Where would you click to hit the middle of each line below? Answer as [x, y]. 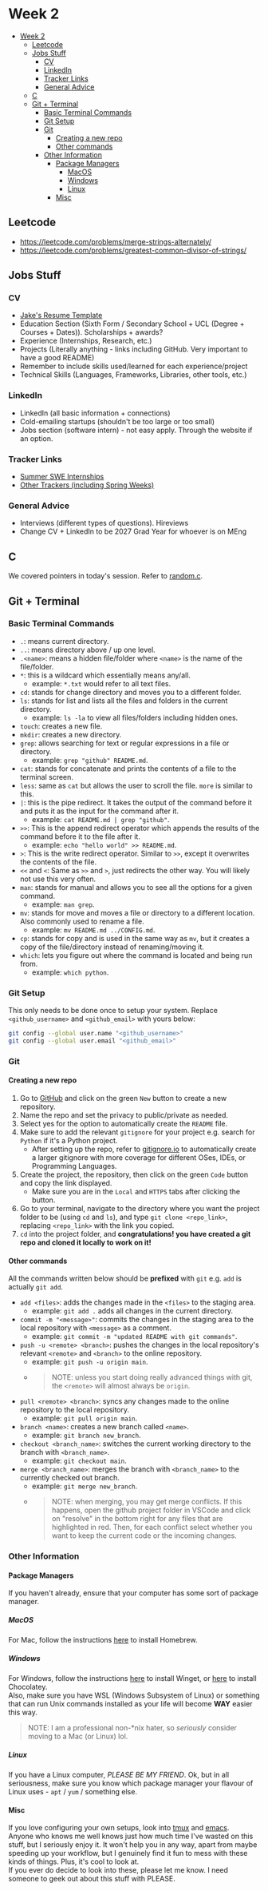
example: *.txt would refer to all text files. [101, 683]
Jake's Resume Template [61, 316]
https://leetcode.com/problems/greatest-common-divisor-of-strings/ [133, 250]
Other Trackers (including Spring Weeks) [87, 485]
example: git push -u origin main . [90, 1362]
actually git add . [36, 1287]
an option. [36, 438]
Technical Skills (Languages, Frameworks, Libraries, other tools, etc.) [133, 375]
